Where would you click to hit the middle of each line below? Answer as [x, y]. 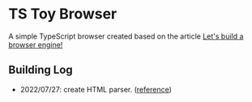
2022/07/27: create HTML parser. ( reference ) [96, 89]
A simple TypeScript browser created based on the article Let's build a [126, 36]
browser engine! [36, 44]
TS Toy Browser [63, 14]
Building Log [41, 70]
